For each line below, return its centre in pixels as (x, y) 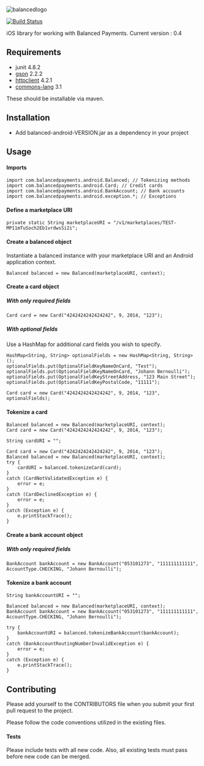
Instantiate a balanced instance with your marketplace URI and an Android (100, 255)
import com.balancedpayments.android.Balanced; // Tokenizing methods (98, 181)
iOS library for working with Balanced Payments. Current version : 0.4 (94, 33)
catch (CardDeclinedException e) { (52, 495)
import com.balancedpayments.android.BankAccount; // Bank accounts (96, 191)
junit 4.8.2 (28, 67)
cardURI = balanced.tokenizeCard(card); (70, 468)
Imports (17, 167)
